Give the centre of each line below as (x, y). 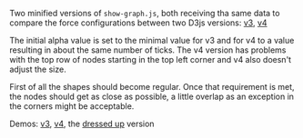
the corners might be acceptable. (72, 106)
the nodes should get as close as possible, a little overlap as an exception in (151, 96)
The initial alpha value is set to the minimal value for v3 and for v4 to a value (152, 40)
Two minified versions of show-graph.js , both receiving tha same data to (145, 13)
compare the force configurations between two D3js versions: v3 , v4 (138, 23)
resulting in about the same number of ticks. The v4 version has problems (148, 50)
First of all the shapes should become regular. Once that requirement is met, (152, 87)
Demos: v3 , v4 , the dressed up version (82, 123)
